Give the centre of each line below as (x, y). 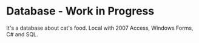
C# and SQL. (22, 34)
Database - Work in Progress (80, 11)
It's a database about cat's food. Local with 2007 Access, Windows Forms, (100, 28)
